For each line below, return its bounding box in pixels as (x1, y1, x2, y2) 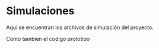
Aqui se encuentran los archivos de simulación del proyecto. (6, 24, 154, 31)
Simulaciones (6, 4, 75, 18)
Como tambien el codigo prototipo (6, 35, 90, 42)
